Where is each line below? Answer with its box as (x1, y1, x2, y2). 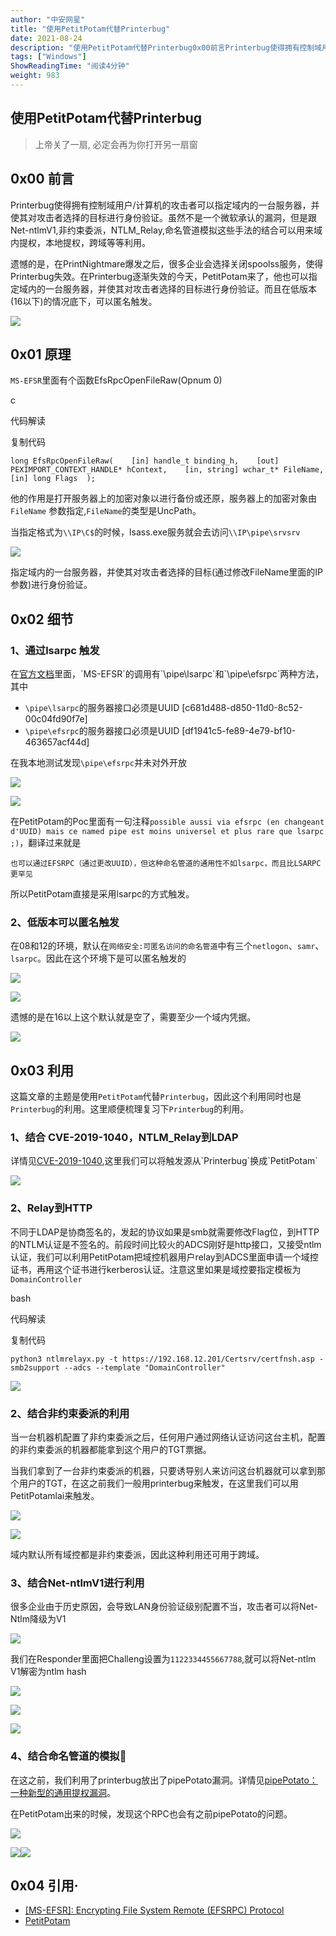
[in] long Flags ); (10, 474, 97, 484)
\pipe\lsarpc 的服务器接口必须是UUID (24, 702, 180, 713)
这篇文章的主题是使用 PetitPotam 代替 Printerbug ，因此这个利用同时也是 (10, 1091, 302, 1103)
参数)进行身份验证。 (10, 579, 93, 591)
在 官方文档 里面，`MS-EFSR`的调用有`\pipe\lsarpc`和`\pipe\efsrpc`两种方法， (10, 668, 325, 680)
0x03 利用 (10, 1062, 75, 1079)
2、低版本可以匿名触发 (10, 915, 120, 929)
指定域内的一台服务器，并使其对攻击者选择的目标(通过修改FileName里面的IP (10, 566, 323, 578)
